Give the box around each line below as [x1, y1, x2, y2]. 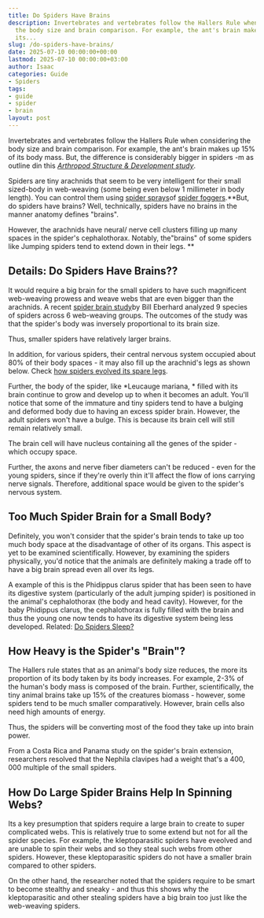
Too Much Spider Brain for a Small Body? [8, 510, 212, 524]
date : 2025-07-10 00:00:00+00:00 [8, 48, 118, 56]
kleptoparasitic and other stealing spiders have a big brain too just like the [8, 893, 247, 902]
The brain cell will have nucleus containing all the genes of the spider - [8, 438, 237, 448]
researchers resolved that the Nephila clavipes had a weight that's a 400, [8, 754, 245, 764]
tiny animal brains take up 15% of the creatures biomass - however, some [8, 690, 246, 700]
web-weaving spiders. [8, 901, 81, 911]
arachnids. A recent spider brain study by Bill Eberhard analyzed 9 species [8, 302, 247, 311]
